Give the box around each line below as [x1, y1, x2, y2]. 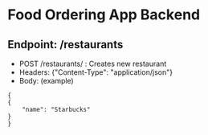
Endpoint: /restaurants [7, 38, 124, 51]
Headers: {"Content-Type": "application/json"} [18, 67, 173, 77]
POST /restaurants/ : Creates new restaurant [18, 59, 167, 68]
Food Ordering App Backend [7, 6, 201, 24]
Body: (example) [18, 76, 74, 85]
